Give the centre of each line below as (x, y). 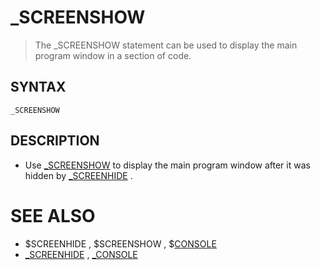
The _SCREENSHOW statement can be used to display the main (166, 45)
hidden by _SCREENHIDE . (78, 175)
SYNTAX (38, 87)
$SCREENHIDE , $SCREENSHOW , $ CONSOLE (120, 243)
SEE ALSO (53, 215)
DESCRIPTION (55, 141)
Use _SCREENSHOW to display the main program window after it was (167, 165)
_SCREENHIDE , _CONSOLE (81, 254)
